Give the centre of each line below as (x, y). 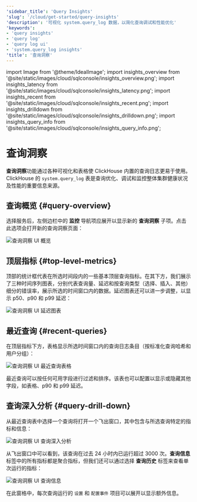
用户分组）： (20, 353)
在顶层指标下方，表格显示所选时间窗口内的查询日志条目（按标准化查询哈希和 (98, 346)
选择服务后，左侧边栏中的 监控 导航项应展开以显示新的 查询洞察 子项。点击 (96, 221)
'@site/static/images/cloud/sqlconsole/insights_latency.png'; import (88, 90)
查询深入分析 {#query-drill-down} (68, 406)
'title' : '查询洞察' (29, 55)
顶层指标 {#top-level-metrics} (62, 261)
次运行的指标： (24, 468)
